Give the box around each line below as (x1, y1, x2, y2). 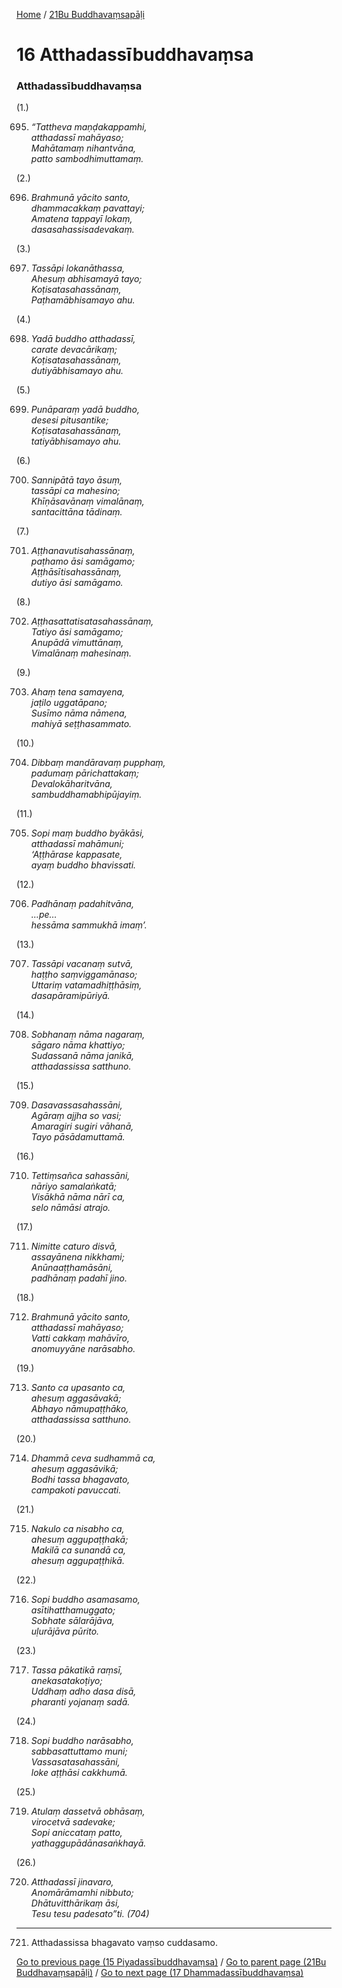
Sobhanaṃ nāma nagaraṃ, (30, 1029, 146, 1041)
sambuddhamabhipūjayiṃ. (30, 789, 143, 801)
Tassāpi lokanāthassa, (30, 262, 126, 274)
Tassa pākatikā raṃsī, (30, 1664, 123, 1676)
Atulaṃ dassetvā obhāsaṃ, (30, 1805, 146, 1818)
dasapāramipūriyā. (30, 990, 111, 1002)
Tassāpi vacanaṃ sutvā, (30, 958, 134, 970)
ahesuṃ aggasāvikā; (30, 1463, 119, 1475)
